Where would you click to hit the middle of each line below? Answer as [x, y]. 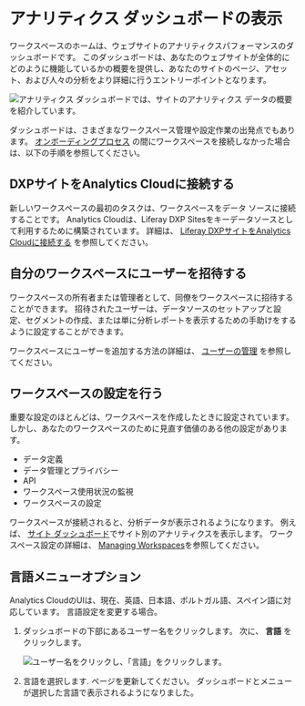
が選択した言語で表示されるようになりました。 [110, 692]
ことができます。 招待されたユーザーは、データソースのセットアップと [142, 308]
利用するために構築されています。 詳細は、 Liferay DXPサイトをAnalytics [154, 230]
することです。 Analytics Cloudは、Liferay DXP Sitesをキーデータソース [143, 219]
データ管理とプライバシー [71, 471]
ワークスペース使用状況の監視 [78, 492]
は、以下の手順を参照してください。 [77, 152]
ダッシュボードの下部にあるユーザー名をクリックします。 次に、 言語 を [157, 631]
